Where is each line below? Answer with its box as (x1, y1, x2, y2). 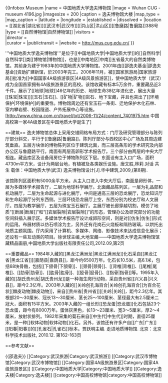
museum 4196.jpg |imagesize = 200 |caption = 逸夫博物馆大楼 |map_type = (5, 11, 160, 17)
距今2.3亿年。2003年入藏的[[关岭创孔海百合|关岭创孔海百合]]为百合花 (17, 282, 161, 288)
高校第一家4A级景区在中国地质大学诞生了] (5, 119, 91, 124)
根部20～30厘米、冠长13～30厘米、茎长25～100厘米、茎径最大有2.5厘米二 (5, 294, 159, 300)
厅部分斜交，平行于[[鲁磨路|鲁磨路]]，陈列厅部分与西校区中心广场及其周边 (5, 136, 158, 141)
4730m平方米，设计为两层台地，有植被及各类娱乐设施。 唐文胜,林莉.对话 (5, 161, 154, 166)
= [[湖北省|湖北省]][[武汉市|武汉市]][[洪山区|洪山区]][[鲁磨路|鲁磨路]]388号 (5, 22, 158, 28)
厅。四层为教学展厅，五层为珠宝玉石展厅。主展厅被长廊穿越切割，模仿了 (5, 202, 154, 208)
